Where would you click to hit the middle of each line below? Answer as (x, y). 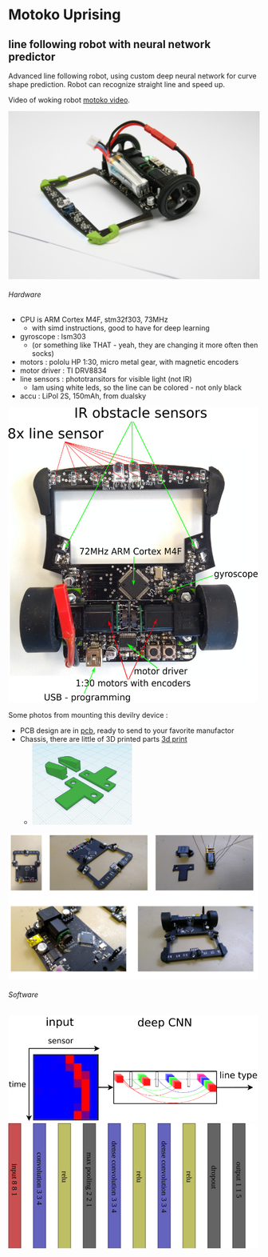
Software (23, 995)
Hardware (25, 294)
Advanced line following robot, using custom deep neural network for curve (132, 76)
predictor (32, 56)
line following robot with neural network (110, 44)
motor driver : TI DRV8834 (63, 370)
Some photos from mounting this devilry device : (88, 715)
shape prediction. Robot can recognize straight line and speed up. (117, 84)
